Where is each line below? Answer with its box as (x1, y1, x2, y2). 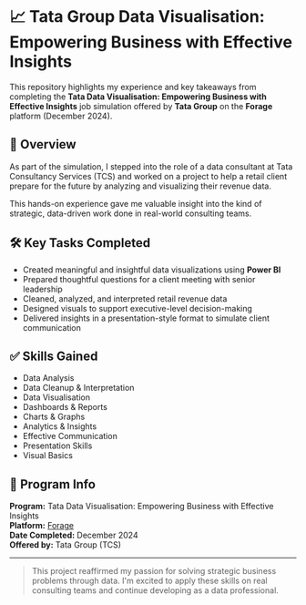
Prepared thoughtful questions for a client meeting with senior (22, 273, 256, 284)
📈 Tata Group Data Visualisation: (9, 6, 266, 27)
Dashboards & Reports (22, 402, 107, 413)
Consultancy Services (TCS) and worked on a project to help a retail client (9, 170, 288, 181)
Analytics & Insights (22, 421, 97, 432)
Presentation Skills (22, 440, 93, 451)
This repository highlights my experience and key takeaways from (9, 81, 257, 92)
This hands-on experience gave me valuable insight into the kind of (9, 198, 262, 209)
